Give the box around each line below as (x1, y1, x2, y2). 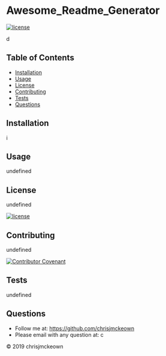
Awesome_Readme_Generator (6, 4, 160, 17)
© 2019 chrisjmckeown (6, 343, 64, 350)
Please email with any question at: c (14, 331, 104, 338)
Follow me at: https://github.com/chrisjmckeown (14, 325, 135, 332)
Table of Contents (6, 52, 75, 63)
